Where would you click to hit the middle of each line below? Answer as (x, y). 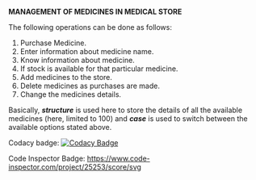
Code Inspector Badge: (47, 158)
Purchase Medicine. (53, 43)
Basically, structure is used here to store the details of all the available (126, 110)
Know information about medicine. (77, 60)
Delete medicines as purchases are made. (90, 86)
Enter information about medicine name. (87, 51)
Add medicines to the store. (66, 77)
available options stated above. (60, 127)
